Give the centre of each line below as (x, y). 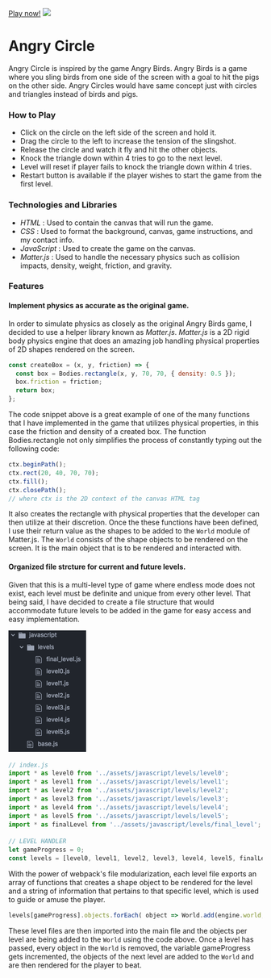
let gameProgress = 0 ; (46, 850)
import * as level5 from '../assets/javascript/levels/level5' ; (119, 816)
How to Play (32, 115)
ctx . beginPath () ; (38, 465)
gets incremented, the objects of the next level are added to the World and (131, 956)
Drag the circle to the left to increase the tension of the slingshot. (128, 141)
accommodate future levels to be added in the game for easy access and (130, 610)
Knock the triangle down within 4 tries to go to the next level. (121, 158)
